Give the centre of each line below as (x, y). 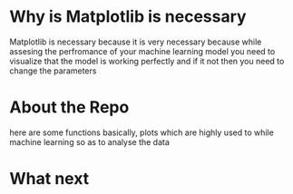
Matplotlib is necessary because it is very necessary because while (136, 42)
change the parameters (53, 71)
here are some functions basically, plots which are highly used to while (142, 132)
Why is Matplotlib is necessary (128, 17)
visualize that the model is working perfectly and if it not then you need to (147, 61)
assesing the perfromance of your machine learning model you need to (142, 51)
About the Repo (69, 107)
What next (49, 179)
